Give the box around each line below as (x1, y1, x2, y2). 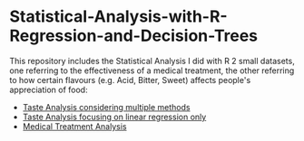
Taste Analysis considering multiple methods (22, 101, 191, 112)
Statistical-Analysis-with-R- (9, 6, 229, 27)
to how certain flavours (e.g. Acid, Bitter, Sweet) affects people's (9, 74, 251, 85)
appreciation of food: (9, 84, 88, 95)
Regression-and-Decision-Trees (9, 25, 259, 46)
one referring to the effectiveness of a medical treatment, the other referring (9, 65, 295, 76)
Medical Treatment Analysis (22, 120, 127, 132)
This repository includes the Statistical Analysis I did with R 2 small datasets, (9, 55, 295, 66)
